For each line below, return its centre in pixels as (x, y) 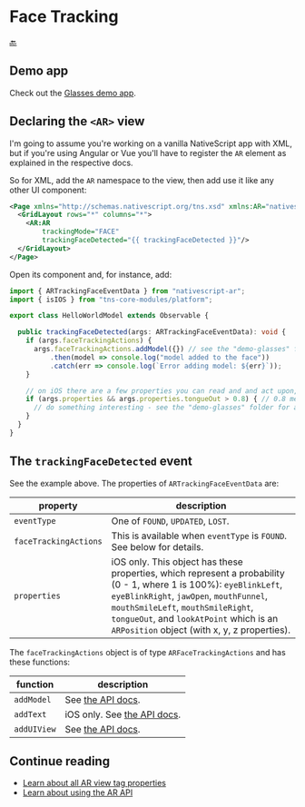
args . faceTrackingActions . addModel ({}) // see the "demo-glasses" (162, 349)
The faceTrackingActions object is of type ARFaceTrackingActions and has (148, 652)
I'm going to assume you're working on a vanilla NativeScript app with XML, (151, 143)
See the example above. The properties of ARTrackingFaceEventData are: (144, 483)
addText (30, 714)
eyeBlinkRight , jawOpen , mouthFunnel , (189, 595)
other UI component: (48, 190)
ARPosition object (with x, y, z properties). (201, 630)
